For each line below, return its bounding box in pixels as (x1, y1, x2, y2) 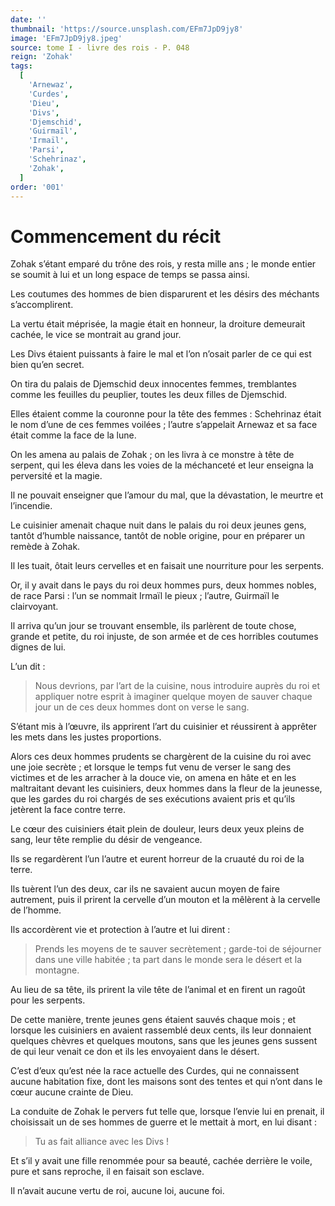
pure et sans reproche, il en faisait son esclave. (10, 1166, 205, 1178)
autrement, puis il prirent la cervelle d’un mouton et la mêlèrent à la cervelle (10, 894, 321, 906)
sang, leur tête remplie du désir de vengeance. (10, 834, 203, 846)
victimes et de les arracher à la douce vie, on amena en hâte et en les (10, 772, 297, 784)
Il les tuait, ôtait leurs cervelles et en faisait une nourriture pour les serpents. (10, 560, 325, 572)
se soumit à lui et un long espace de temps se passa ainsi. (10, 269, 250, 281)
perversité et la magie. (10, 470, 103, 482)
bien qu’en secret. (10, 359, 85, 371)
